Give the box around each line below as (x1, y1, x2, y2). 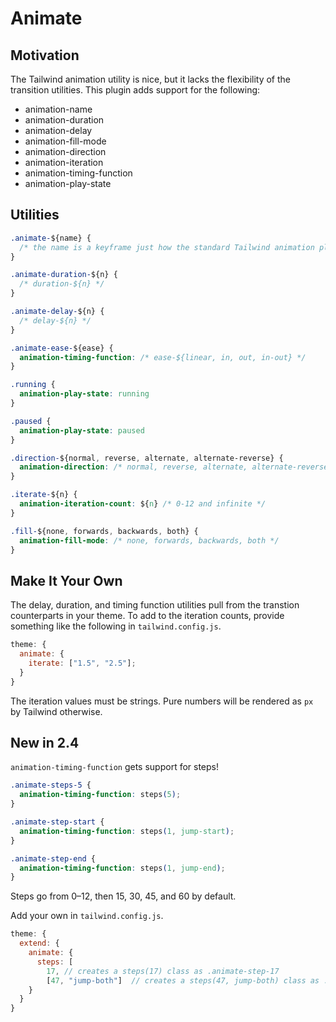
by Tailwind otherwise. (10, 705, 103, 717)
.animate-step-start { (10, 817, 105, 827)
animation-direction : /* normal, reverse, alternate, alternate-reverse (19, 462, 329, 472)
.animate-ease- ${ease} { (10, 343, 114, 353)
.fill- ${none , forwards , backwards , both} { (10, 526, 199, 536)
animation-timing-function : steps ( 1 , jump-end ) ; (19, 863, 226, 873)
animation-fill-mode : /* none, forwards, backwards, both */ (19, 535, 280, 546)
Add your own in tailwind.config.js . (10, 910, 164, 922)
